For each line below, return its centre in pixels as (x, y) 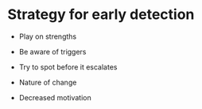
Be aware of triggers (52, 51)
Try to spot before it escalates (68, 67)
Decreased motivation (55, 97)
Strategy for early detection (101, 15)
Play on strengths (48, 36)
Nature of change (48, 82)
